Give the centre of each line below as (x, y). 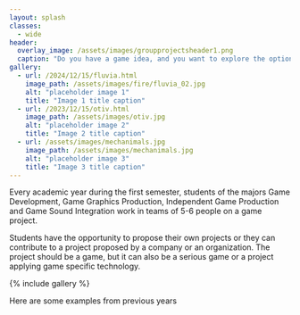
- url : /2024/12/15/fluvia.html (78, 76)
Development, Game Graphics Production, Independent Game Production (144, 202)
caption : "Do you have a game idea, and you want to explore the (142, 59)
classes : (25, 26)
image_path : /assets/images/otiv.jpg (96, 117)
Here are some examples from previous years (93, 301)
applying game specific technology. (75, 266)
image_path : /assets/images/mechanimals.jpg (109, 150)
